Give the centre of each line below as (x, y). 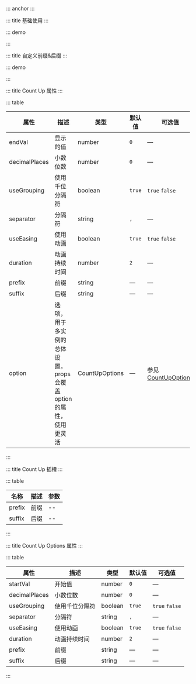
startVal (20, 584)
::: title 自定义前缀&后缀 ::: (37, 56)
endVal (18, 142)
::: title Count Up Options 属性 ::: (44, 546)
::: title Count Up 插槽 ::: (34, 469)
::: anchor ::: (20, 8)
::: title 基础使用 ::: (27, 20)
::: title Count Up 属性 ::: (34, 91)
